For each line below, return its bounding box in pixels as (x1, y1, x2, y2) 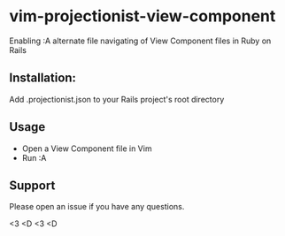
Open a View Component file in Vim (21, 143, 152, 154)
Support (9, 178, 56, 193)
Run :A (21, 152, 47, 163)
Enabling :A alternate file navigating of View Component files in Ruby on (9, 35, 272, 46)
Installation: (9, 71, 77, 86)
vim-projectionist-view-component (9, 6, 276, 27)
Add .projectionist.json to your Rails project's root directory (9, 94, 225, 104)
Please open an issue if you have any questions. (9, 202, 185, 212)
